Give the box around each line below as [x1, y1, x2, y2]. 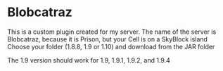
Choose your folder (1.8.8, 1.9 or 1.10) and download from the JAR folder [7, 42, 215, 51]
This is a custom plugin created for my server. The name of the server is [7, 27, 217, 36]
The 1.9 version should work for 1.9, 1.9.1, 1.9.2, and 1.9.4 [7, 56, 170, 64]
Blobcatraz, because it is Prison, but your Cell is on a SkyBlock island [7, 34, 208, 43]
